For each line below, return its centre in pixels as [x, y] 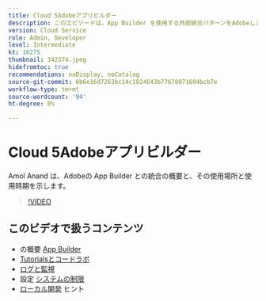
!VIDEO [39, 202]
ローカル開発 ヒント [52, 288]
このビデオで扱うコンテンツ [76, 229]
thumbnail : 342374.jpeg [47, 60]
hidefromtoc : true [38, 67]
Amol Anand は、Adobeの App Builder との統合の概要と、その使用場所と [127, 176]
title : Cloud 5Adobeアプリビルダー [63, 15]
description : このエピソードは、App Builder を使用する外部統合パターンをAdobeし [132, 23]
